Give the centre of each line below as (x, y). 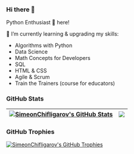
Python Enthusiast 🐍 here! (38, 23)
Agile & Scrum (32, 77)
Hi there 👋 (21, 10)
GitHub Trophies (30, 131)
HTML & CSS (31, 71)
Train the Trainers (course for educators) (65, 83)
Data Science (31, 52)
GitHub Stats (25, 99)
